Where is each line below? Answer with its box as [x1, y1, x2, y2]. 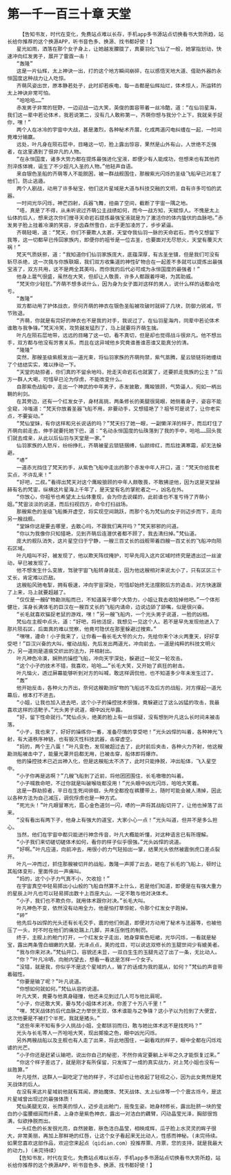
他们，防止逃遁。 [7, 178, 49, 185]
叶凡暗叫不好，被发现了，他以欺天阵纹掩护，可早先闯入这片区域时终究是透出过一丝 [16, 552, 217, 559]
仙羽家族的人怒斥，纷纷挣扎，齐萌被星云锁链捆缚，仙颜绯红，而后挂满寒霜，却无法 [16, 442, 217, 449]
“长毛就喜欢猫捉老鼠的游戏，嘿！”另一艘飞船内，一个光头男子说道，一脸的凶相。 [16, 611, 212, 618]
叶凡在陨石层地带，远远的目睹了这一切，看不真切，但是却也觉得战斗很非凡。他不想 [16, 332, 217, 339]
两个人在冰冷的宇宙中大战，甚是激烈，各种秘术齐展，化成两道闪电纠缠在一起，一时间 [16, 126, 222, 133]
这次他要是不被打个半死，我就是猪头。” [7, 1015, 101, 1022]
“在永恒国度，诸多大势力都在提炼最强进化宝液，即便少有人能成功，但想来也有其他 [16, 156, 215, 162]
